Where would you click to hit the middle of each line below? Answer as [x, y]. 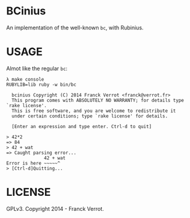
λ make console [25, 79]
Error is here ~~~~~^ [33, 163]
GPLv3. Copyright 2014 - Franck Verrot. [55, 208]
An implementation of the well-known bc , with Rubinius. [75, 28]
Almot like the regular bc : [37, 68]
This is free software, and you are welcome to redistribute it [94, 111]
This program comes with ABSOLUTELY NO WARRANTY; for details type [98, 100]
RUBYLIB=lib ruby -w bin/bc [41, 84]
